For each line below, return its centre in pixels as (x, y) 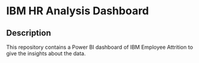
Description (29, 33)
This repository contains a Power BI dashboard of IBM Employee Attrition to (100, 47)
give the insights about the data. (46, 53)
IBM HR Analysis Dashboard (78, 11)
